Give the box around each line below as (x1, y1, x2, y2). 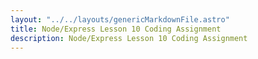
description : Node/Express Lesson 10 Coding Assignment (10, 33, 248, 43)
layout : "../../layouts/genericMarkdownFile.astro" (10, 14, 230, 25)
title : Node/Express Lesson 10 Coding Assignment (10, 24, 222, 34)
